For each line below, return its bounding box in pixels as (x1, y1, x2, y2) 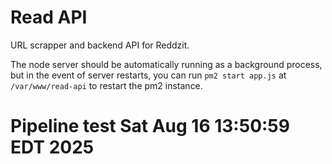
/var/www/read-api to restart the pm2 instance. (10, 79, 203, 91)
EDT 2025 (10, 136, 95, 159)
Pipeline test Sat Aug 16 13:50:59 (10, 115, 290, 138)
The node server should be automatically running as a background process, (10, 58, 323, 70)
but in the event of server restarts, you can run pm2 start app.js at (10, 69, 287, 81)
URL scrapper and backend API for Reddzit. (10, 39, 190, 51)
